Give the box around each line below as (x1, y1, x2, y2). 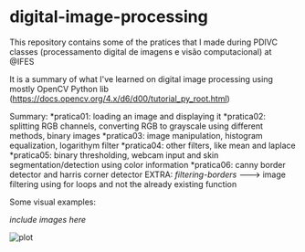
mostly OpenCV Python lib (9, 83, 110, 94)
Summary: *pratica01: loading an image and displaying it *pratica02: (9, 110, 267, 121)
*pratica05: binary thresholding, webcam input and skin (9, 149, 219, 161)
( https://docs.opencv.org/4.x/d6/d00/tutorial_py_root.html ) (9, 93, 230, 104)
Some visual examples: (9, 196, 97, 207)
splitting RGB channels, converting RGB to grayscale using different (9, 121, 263, 131)
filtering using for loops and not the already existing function (9, 178, 237, 189)
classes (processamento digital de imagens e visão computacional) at (9, 46, 272, 57)
